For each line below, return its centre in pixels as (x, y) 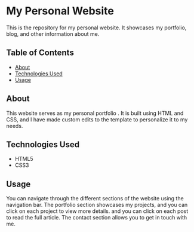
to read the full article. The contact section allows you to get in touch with (97, 218)
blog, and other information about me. (53, 33)
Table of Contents (40, 53)
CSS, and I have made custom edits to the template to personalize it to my (97, 119)
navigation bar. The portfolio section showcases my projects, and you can (97, 205)
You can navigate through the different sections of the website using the (95, 199)
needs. (15, 126)
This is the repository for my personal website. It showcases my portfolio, (96, 28)
